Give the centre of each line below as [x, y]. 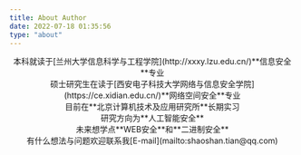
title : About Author [49, 18]
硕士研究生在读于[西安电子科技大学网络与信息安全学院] [152, 84]
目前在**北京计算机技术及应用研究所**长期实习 [152, 107]
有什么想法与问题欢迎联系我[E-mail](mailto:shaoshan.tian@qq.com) [152, 140]
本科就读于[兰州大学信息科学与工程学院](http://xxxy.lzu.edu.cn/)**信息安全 [152, 62]
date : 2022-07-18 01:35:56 [60, 26]
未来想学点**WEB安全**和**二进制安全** [152, 130]
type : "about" [36, 34]
